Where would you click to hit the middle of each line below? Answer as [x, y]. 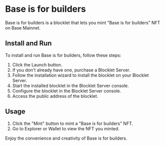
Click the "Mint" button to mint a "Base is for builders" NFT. [73, 123]
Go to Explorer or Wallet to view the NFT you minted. [66, 128]
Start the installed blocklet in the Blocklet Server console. [71, 86]
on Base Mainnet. [23, 28]
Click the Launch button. [37, 64]
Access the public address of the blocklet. [55, 96]
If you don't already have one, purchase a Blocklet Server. [71, 70]
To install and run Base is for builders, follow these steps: [63, 55]
